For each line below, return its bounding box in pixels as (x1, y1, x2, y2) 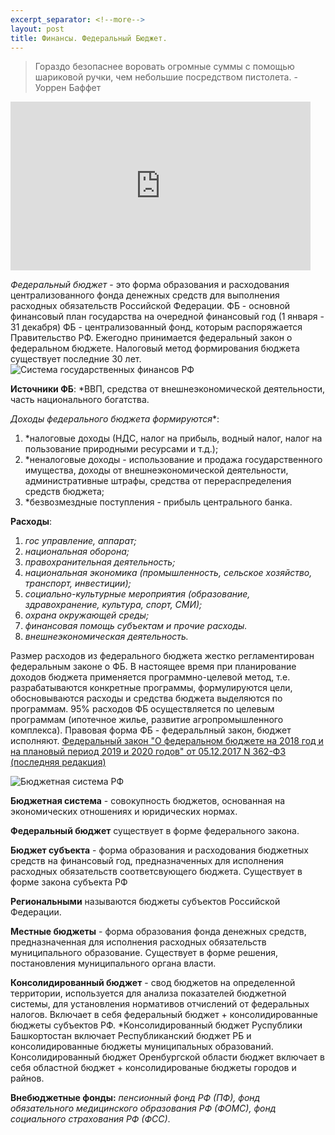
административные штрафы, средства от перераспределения (24, 475, 292, 487)
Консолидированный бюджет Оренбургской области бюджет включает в (10, 1051, 325, 1063)
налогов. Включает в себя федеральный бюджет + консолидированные (10, 1009, 318, 1021)
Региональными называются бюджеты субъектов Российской (10, 896, 281, 908)
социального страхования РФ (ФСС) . (10, 1113, 171, 1125)
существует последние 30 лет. (10, 353, 142, 365)
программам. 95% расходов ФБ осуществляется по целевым (10, 703, 275, 715)
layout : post (10, 24, 65, 34)
